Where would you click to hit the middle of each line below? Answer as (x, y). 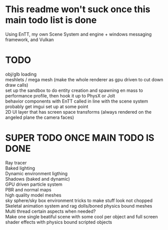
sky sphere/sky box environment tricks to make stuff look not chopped (79, 200)
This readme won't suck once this (78, 9)
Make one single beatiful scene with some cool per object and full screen (82, 216)
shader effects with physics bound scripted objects (59, 222)
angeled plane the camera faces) (40, 117)
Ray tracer (16, 162)
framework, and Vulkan (30, 40)
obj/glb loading (21, 74)
